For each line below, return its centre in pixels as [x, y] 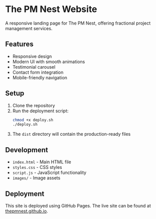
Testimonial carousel [34, 67]
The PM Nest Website [51, 9]
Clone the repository [34, 105]
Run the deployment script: [40, 111]
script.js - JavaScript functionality [49, 173]
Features [19, 44]
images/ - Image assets [36, 178]
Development [27, 150]
